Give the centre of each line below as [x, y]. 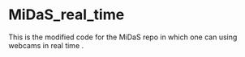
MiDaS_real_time [67, 15]
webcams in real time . [46, 45]
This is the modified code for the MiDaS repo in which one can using [123, 37]
